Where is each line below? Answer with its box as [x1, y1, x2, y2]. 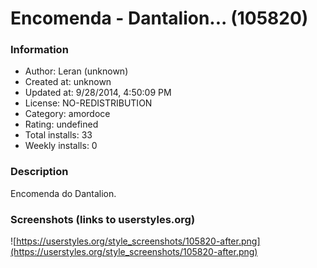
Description [10, 165, 69, 179]
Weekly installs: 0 [24, 140, 98, 152]
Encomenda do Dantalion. [10, 187, 117, 199]
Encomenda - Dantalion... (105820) [10, 7, 309, 30]
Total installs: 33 [24, 129, 93, 141]
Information [10, 43, 69, 57]
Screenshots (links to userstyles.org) [10, 212, 196, 226]
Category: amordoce [24, 108, 111, 120]
